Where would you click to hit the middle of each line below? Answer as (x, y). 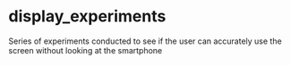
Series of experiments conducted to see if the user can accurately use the (145, 41)
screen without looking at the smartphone (86, 50)
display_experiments (87, 16)
